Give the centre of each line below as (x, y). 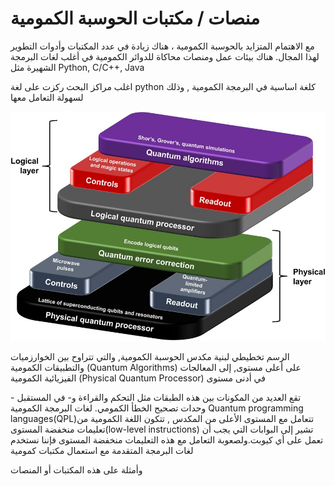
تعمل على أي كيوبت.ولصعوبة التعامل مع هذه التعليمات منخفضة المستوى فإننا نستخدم (167, 439)
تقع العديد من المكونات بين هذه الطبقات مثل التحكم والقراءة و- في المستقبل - (156, 397)
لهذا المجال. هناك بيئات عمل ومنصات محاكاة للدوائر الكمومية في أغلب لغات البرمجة (165, 56)
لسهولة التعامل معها (47, 97)
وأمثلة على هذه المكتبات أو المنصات (76, 469)
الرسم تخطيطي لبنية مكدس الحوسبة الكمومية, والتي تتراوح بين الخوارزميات (150, 356)
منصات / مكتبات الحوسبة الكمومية (135, 18)
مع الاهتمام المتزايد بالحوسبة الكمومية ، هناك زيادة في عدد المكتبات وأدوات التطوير (162, 46)
